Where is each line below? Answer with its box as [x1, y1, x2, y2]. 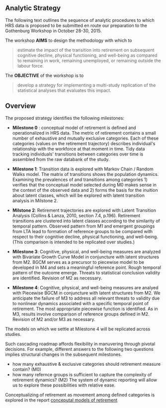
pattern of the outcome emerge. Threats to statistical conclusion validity [12, 269, 161, 275]
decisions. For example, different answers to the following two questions [5, 346, 154, 352]
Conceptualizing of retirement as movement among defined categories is [5, 392, 155, 398]
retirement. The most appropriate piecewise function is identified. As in [12, 306, 158, 312]
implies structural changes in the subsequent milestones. [5, 351, 122, 357]
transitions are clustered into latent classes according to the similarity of [12, 218, 160, 224]
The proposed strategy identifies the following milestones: [5, 115, 124, 121]
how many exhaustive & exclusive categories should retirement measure [12, 361, 161, 367]
